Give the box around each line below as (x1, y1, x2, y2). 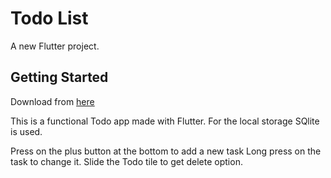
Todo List (10, 7, 89, 30)
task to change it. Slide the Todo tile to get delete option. (10, 155, 243, 167)
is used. (10, 125, 43, 137)
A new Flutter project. (10, 40, 100, 52)
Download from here (10, 95, 95, 107)
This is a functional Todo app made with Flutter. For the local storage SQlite (10, 115, 320, 127)
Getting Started (10, 69, 109, 86)
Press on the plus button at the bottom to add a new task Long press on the (10, 145, 322, 157)
